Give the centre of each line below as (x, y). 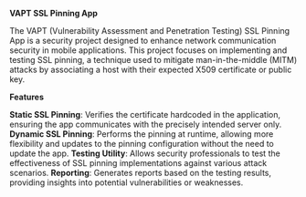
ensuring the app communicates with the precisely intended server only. (146, 124)
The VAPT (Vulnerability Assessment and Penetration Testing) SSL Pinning (150, 31)
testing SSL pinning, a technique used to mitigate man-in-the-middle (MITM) (153, 60)
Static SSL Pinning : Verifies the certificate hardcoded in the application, (145, 114)
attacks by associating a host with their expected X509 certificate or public (151, 69)
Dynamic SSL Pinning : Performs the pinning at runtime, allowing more (142, 134)
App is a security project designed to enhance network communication (143, 41)
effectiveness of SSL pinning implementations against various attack (138, 163)
